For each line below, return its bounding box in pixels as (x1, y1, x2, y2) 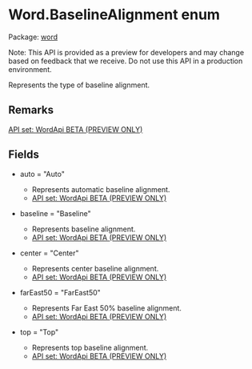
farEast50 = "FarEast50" (19, 287, 102, 297)
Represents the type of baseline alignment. (8, 80, 150, 90)
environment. (8, 64, 52, 74)
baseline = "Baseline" (19, 208, 91, 218)
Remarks (8, 103, 54, 117)
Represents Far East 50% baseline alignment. (31, 303, 182, 313)
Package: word (8, 32, 58, 42)
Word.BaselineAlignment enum (8, 6, 220, 24)
